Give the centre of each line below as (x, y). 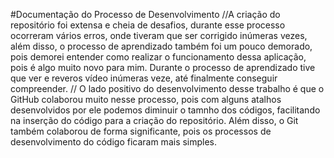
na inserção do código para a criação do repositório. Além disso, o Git (154, 120)
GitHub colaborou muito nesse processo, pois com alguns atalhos (146, 99)
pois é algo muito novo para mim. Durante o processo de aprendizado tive (163, 67)
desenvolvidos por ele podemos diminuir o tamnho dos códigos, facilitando (165, 110)
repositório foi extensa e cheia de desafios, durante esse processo (148, 25)
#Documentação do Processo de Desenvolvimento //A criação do (145, 14)
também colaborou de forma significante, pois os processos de (141, 131)
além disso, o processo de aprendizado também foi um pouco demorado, (161, 46)
